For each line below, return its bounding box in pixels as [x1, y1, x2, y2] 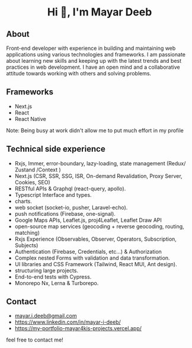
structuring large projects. [14, 267, 79, 274]
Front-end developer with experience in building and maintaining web [6, 44, 176, 52]
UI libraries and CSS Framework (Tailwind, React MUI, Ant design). [14, 260, 177, 267]
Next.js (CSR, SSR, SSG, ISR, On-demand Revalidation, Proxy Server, [14, 172, 183, 180]
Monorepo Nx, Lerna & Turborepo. [14, 279, 99, 286]
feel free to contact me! [6, 336, 63, 343]
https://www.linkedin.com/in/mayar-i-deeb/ [14, 318, 121, 325]
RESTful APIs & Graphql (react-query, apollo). [14, 185, 126, 192]
